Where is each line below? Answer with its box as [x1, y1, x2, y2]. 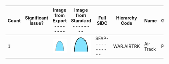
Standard [71, 17, 92, 23]
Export [52, 17, 67, 23]
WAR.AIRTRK [113, 43, 140, 49]
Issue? [29, 20, 44, 26]
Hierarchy [116, 15, 137, 21]
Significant [25, 15, 49, 21]
